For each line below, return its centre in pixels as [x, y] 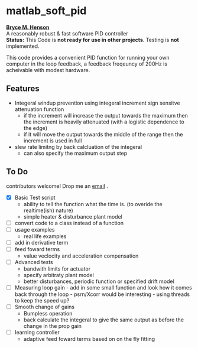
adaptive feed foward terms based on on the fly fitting [89, 339]
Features [23, 89]
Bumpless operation [48, 314]
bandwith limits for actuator [57, 269]
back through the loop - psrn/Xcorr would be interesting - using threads [102, 294]
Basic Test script [35, 197]
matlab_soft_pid [46, 11]
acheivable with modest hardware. [48, 70]
